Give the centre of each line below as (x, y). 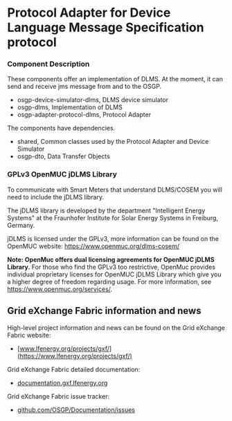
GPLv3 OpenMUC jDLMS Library (62, 174)
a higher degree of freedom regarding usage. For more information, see (109, 281)
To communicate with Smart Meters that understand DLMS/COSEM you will (115, 190)
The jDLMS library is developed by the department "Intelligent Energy (106, 210)
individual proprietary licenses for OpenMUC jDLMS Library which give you (114, 274)
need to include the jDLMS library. (56, 197)
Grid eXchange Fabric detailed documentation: (74, 369)
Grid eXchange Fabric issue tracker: (58, 396)
